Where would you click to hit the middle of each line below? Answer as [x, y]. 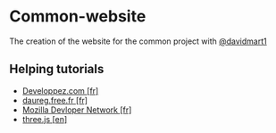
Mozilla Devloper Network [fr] [77, 110]
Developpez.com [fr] [60, 90]
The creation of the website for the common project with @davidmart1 [138, 41]
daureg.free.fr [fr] [54, 100]
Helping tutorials [57, 69]
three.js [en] [45, 119]
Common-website [78, 17]
